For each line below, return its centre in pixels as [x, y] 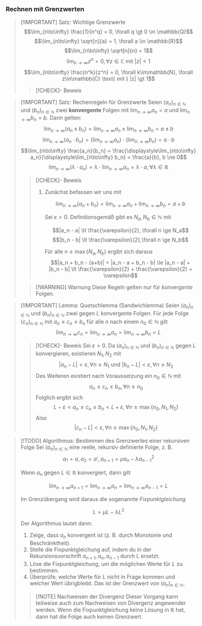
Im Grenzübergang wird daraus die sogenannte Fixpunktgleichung [103, 499]
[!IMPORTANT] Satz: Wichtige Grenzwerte [73, 22]
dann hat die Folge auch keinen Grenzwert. [89, 616]
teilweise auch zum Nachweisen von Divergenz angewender [111, 603]
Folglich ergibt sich [59, 398]
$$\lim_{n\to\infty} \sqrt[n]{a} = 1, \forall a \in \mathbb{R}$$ [108, 41]
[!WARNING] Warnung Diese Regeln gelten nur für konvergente [114, 287]
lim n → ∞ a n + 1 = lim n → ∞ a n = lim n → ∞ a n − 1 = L [108, 486]
